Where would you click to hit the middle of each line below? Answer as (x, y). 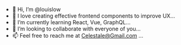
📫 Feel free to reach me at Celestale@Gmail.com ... (78, 36)
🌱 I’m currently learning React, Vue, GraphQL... (71, 22)
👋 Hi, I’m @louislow (37, 9)
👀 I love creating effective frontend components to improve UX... (94, 16)
